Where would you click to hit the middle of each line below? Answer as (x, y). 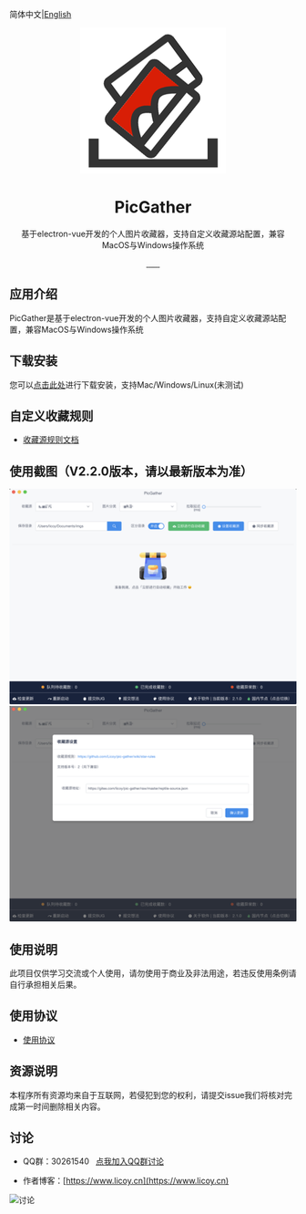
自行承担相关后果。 (46, 985)
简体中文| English (41, 14)
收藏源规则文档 (51, 440)
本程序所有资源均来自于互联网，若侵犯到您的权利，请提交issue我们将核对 (147, 1095)
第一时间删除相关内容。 (61, 1106)
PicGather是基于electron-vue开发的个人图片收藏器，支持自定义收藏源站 (144, 317)
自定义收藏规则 (51, 415)
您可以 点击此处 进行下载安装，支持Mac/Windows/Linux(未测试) (127, 384)
